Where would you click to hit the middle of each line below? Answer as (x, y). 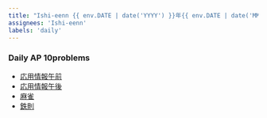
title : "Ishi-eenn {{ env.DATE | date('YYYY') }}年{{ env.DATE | (118, 15)
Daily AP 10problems (49, 58)
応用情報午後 (41, 86)
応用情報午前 (41, 76)
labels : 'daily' (35, 30)
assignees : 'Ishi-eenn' (48, 23)
